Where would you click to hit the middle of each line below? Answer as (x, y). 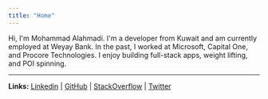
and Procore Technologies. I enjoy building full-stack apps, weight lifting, (128, 55)
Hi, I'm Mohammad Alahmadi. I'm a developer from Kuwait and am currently (133, 38)
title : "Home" (32, 15)
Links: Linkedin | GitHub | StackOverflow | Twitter (90, 86)
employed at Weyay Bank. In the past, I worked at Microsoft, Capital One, (128, 46)
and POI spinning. (37, 63)
